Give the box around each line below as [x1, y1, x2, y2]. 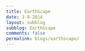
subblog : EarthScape [6, 25, 56, 31]
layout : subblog [6, 19, 45, 25]
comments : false [6, 30, 45, 36]
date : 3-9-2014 [6, 14, 43, 20]
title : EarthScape [6, 8, 51, 15]
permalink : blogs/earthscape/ [6, 36, 80, 42]
